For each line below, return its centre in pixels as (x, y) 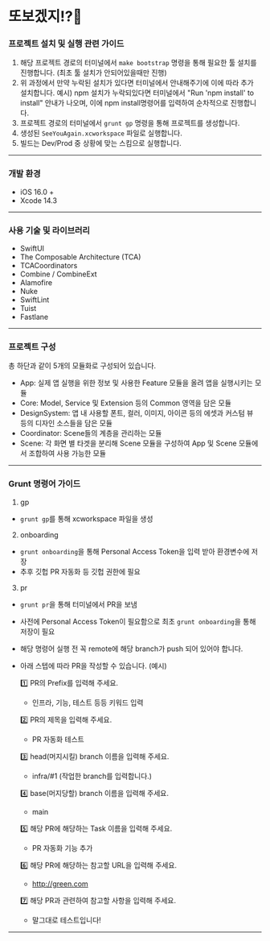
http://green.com (60, 884)
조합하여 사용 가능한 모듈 (67, 454)
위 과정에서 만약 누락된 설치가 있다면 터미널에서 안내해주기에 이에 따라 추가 (137, 83)
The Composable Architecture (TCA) (80, 257)
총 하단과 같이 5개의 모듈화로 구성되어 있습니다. (82, 366)
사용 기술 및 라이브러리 (49, 230)
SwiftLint (35, 300)
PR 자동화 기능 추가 (62, 848)
